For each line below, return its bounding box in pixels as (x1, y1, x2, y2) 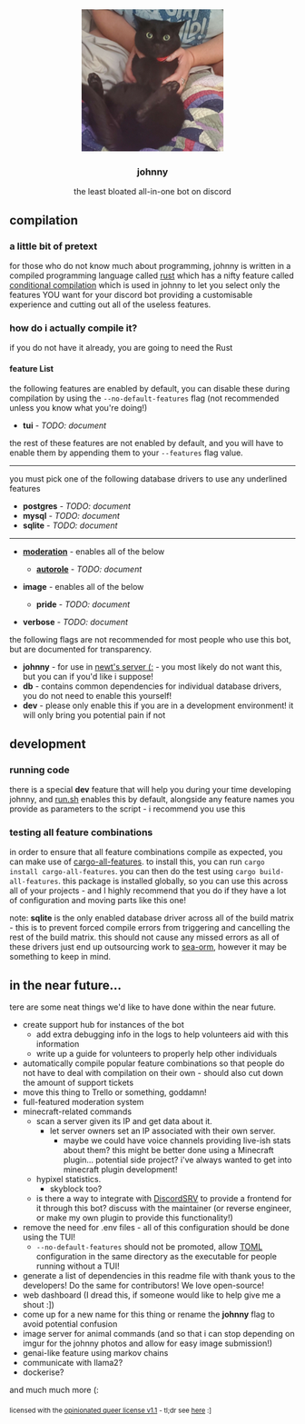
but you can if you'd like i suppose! (22, 672, 154, 682)
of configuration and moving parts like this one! (9, 895, 186, 906)
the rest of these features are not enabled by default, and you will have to (9, 438, 284, 449)
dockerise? (22, 1367, 64, 1378)
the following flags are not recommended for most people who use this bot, (9, 634, 292, 645)
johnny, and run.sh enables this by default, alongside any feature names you (9, 794, 295, 805)
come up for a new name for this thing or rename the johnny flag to (22, 1309, 275, 1320)
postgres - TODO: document (22, 501, 132, 512)
